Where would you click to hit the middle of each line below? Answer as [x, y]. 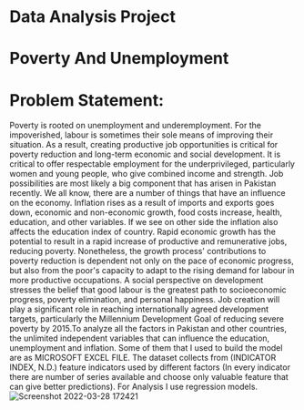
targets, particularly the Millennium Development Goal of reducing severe [147, 319]
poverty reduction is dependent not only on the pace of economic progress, [152, 261]
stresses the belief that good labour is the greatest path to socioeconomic [148, 290]
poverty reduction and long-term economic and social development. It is [145, 154]
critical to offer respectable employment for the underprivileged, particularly [152, 164]
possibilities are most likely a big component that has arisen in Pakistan [143, 183]
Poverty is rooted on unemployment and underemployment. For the [136, 126]
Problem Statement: [87, 100]
